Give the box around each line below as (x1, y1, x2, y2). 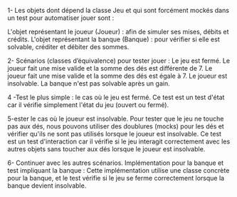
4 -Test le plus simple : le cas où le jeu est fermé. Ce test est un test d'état (7, 93, 225, 101)
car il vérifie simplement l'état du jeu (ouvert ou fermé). (7, 101, 169, 109)
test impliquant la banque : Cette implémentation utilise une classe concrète (7, 166, 230, 174)
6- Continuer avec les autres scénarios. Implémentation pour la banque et (7, 158, 224, 167)
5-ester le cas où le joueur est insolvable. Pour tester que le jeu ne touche (7, 114, 224, 123)
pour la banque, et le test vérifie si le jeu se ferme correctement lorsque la (7, 174, 225, 182)
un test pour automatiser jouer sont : (7, 14, 115, 22)
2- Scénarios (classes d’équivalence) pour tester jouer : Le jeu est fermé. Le (7, 56, 230, 65)
